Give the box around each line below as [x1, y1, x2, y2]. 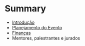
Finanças [11, 30, 31, 36]
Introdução [11, 19, 35, 25]
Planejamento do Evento [11, 24, 62, 30]
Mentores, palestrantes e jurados [11, 35, 80, 41]
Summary [4, 3, 46, 14]
